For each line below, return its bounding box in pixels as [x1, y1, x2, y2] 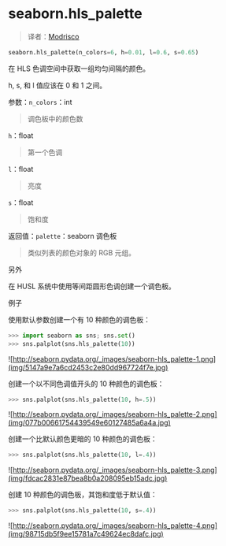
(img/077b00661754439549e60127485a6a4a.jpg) [8, 418, 171, 428]
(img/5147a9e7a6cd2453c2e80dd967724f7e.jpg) [8, 362, 169, 372]
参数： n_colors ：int [8, 97, 72, 106]
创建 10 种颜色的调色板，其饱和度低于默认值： [8, 490, 157, 500]
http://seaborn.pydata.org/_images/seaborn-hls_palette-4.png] [13, 521, 218, 530]
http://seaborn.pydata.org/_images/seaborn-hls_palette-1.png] [13, 354, 217, 363]
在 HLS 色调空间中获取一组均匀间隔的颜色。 [8, 64, 150, 73]
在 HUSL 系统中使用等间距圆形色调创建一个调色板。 [8, 281, 176, 291]
